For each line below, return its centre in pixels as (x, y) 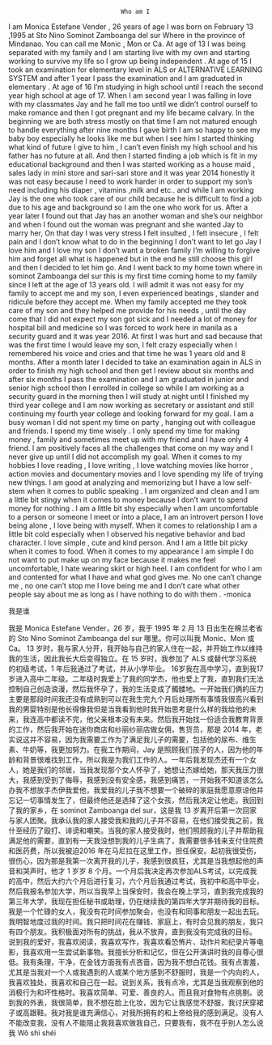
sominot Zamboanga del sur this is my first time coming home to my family (133, 276)
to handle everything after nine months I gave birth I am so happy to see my (134, 130)
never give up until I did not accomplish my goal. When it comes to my (125, 457)
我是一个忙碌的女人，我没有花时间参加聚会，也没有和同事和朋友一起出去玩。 (136, 911)
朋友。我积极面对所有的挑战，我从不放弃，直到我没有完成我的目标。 (143, 932)
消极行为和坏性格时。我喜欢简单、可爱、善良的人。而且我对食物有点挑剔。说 (136, 992)
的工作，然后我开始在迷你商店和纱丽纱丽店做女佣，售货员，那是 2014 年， (132, 729)
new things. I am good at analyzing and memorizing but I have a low (122, 482)
